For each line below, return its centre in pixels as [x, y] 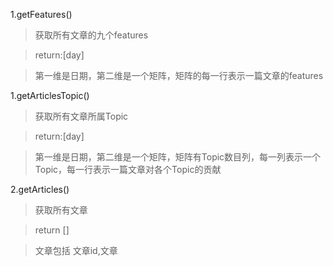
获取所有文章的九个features [91, 35]
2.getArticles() [40, 189]
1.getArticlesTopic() [50, 95]
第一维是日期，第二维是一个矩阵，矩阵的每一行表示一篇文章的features [179, 75]
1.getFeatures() [41, 14]
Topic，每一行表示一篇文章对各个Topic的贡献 [128, 169]
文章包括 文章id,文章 [76, 250]
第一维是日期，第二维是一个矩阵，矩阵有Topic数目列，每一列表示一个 [178, 157]
